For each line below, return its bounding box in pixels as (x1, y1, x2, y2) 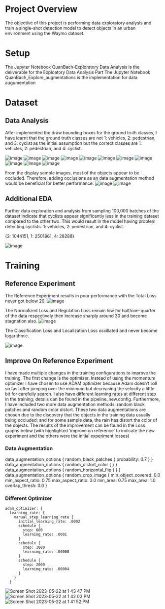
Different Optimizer (5, 495, 53, 502)
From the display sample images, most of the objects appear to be (5, 169, 139, 176)
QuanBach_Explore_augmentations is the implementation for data (5, 74, 138, 80)
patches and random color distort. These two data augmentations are (5, 406, 146, 412)
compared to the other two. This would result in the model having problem (5, 218, 156, 224)
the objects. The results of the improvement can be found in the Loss (5, 422, 145, 428)
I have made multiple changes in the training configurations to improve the (5, 369, 156, 376)
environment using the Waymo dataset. (5, 30, 85, 36)
